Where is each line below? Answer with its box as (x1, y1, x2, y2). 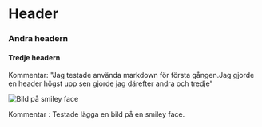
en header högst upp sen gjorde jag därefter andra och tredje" (8, 79, 213, 88)
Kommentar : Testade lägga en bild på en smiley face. (8, 110, 185, 119)
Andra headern (8, 33, 69, 44)
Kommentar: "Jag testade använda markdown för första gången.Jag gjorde (8, 71, 255, 80)
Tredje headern (8, 52, 61, 62)
